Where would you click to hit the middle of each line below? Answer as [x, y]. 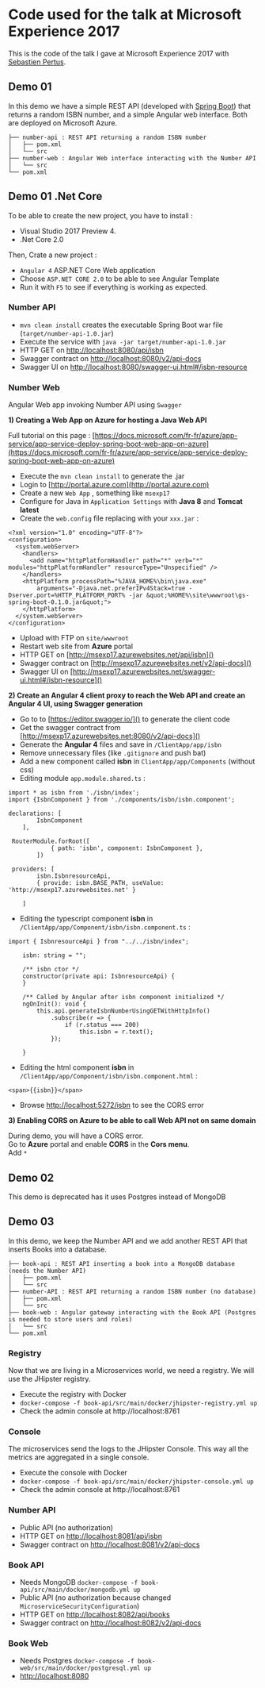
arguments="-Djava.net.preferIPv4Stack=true [111, 589]
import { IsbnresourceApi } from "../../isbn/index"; [99, 942]
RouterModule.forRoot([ [51, 842]
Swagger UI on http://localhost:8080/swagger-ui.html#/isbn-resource [133, 367]
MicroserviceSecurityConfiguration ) [79, 1605]
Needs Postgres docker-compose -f [77, 1661]
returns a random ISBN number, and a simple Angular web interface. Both [128, 114]
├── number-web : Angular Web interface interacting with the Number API [132, 158]
